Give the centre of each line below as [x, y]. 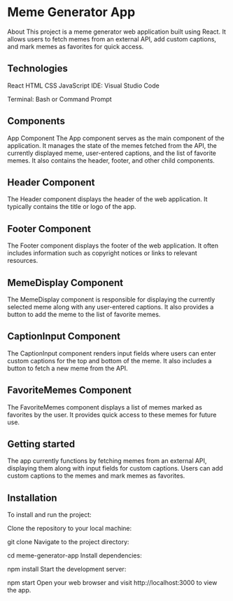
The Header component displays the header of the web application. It [107, 199]
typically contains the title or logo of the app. [72, 207]
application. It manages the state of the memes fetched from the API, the [112, 145]
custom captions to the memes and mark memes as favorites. [96, 476]
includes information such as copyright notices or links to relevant [102, 253]
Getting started [41, 444]
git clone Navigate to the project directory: [68, 542]
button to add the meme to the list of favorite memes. [84, 314]
